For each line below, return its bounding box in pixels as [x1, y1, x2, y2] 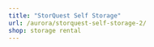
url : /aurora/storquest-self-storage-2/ [8, 19, 148, 27]
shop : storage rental [8, 26, 82, 34]
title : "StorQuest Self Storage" [8, 11, 122, 20]
